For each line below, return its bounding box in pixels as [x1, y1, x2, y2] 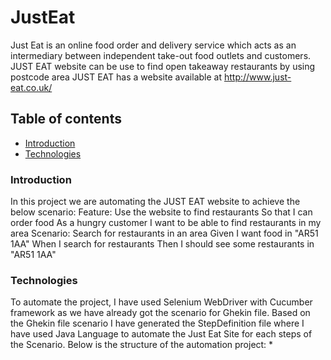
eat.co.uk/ [10, 81, 53, 93]
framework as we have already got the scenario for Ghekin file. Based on [10, 307, 311, 319]
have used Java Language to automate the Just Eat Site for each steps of [10, 328, 313, 340]
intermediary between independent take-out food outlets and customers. [10, 49, 312, 61]
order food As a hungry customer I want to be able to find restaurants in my [10, 217, 322, 229]
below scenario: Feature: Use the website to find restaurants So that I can [10, 206, 313, 218]
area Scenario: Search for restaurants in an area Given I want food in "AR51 [10, 227, 319, 240]
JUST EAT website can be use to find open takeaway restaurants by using [10, 60, 316, 72]
